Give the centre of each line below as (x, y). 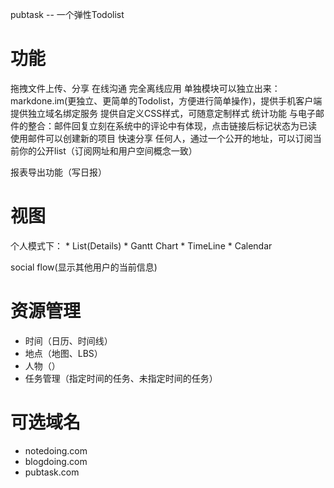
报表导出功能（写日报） (58, 172)
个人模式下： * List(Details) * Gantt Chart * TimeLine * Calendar (141, 245)
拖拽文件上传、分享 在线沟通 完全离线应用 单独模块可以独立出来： (145, 88)
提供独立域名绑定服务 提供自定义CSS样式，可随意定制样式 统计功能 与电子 (163, 113)
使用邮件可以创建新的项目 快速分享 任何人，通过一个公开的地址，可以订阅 (161, 138)
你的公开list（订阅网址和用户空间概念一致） (108, 150)
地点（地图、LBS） (63, 353)
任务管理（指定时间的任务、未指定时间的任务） (121, 378)
